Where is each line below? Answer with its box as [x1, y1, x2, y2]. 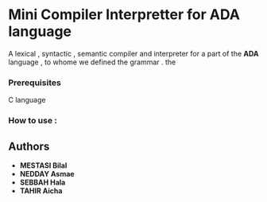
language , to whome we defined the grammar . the [8, 57, 176, 67]
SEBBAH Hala [19, 177, 66, 187]
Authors [8, 139, 50, 153]
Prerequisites [8, 77, 61, 88]
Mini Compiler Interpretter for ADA [8, 6, 241, 24]
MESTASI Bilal [19, 161, 68, 170]
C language [8, 95, 46, 105]
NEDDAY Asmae [19, 169, 75, 178]
